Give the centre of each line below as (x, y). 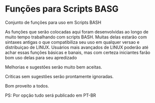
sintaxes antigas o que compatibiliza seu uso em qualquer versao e (72, 42)
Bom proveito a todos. (27, 86)
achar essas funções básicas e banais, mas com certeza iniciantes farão (78, 52)
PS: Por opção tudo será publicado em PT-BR (51, 95)
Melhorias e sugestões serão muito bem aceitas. (54, 67)
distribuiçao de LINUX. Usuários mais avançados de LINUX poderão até (77, 47)
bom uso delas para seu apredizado (41, 57)
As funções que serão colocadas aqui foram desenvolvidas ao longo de (77, 32)
